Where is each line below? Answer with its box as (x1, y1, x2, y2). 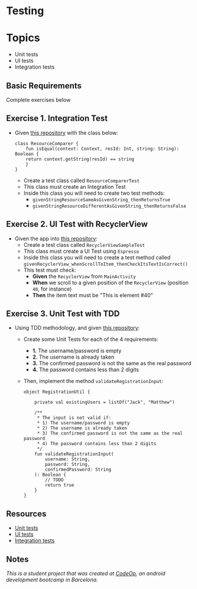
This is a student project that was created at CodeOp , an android (6, 570, 166, 577)
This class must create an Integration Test (23, 183, 126, 190)
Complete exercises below (6, 96, 71, 103)
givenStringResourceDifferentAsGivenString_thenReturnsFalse (32, 203, 186, 209)
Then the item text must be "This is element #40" (32, 291, 153, 298)
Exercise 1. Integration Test (6, 114, 108, 124)
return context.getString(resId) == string (25, 156, 134, 162)
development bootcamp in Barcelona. (6, 576, 98, 583)
